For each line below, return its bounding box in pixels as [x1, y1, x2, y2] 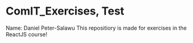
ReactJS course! [6, 30, 47, 38]
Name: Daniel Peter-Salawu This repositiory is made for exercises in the [6, 24, 187, 31]
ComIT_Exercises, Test [6, 4, 125, 18]
